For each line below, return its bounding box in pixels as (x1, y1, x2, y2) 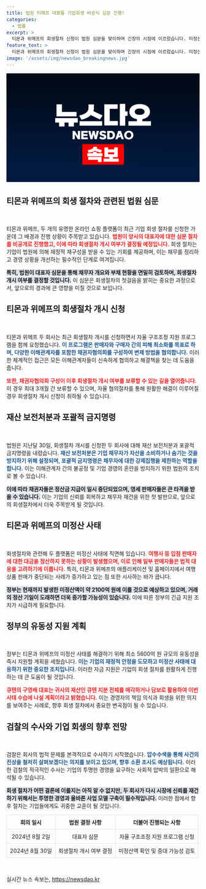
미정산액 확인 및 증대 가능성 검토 (118, 847, 195, 855)
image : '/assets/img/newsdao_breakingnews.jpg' (6, 55, 131, 61)
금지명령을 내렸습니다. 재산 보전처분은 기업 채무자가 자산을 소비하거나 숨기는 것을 (6, 449, 198, 456)
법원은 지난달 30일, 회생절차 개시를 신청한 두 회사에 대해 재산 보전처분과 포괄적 (6, 441, 194, 448)
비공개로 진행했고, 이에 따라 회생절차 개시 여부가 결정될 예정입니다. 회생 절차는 (12, 240, 197, 248)
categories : (6, 16, 37, 23)
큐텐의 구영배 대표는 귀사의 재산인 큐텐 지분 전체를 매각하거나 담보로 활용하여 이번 (6, 686, 199, 694)
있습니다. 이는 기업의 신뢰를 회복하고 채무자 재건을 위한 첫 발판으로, (18, 493, 180, 500)
